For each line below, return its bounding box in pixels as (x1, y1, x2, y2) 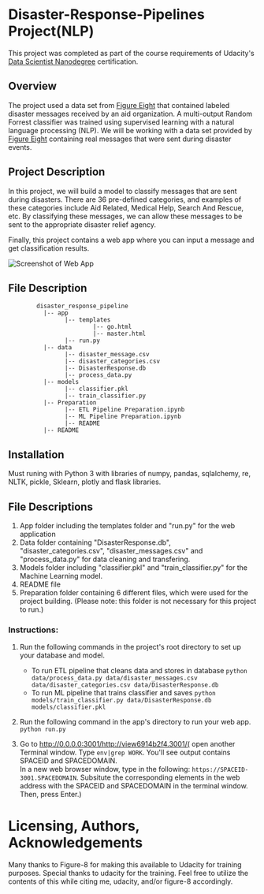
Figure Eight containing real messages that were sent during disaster (8, 134, 232, 143)
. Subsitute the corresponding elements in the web (76, 773, 240, 782)
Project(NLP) (8, 22, 95, 40)
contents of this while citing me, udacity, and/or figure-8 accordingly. (8, 877, 233, 886)
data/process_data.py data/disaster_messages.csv (31, 674, 199, 683)
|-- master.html (92, 330, 147, 338)
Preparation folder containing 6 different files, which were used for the (19, 588, 248, 597)
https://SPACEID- (191, 766, 249, 774)
